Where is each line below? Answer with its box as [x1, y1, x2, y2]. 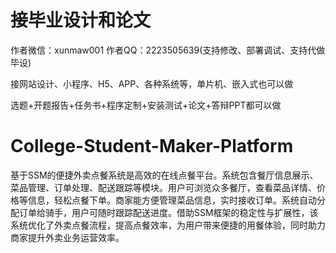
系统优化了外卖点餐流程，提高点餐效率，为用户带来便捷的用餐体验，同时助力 [10, 219, 326, 231]
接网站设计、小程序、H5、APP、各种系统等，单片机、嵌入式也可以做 [10, 77, 294, 90]
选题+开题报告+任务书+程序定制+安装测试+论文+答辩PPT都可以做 [10, 99, 282, 111]
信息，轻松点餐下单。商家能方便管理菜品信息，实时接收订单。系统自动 [27, 194, 317, 206]
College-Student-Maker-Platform [10, 135, 294, 158]
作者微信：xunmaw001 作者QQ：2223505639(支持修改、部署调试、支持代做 [10, 44, 326, 56]
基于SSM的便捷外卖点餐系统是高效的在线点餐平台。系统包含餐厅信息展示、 [10, 169, 319, 181]
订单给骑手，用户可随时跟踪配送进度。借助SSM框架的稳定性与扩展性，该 [18, 206, 319, 218]
